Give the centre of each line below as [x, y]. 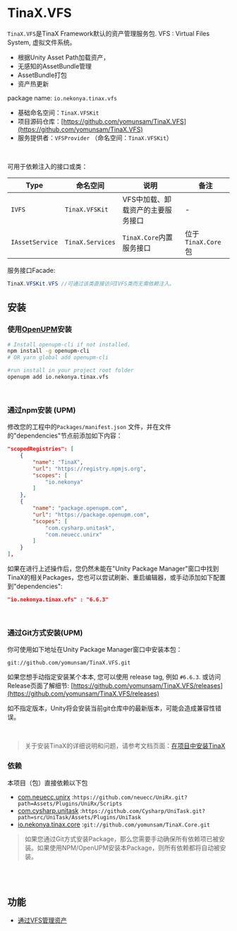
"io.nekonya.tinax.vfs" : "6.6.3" [58, 600]
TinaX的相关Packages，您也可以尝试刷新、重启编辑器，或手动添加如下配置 [116, 578]
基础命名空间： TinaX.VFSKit [58, 112]
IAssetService [35, 242]
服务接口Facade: [31, 270]
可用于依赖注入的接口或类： [48, 166]
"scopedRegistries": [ [41, 449]
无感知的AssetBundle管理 [54, 66]
